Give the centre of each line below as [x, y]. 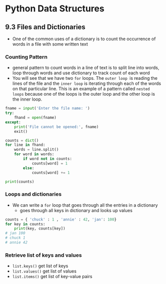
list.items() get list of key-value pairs [52, 277]
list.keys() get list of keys [40, 266]
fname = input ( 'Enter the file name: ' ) [48, 109]
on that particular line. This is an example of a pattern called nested [81, 89]
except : [13, 122]
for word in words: [34, 154]
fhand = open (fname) [35, 118]
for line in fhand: [25, 145]
